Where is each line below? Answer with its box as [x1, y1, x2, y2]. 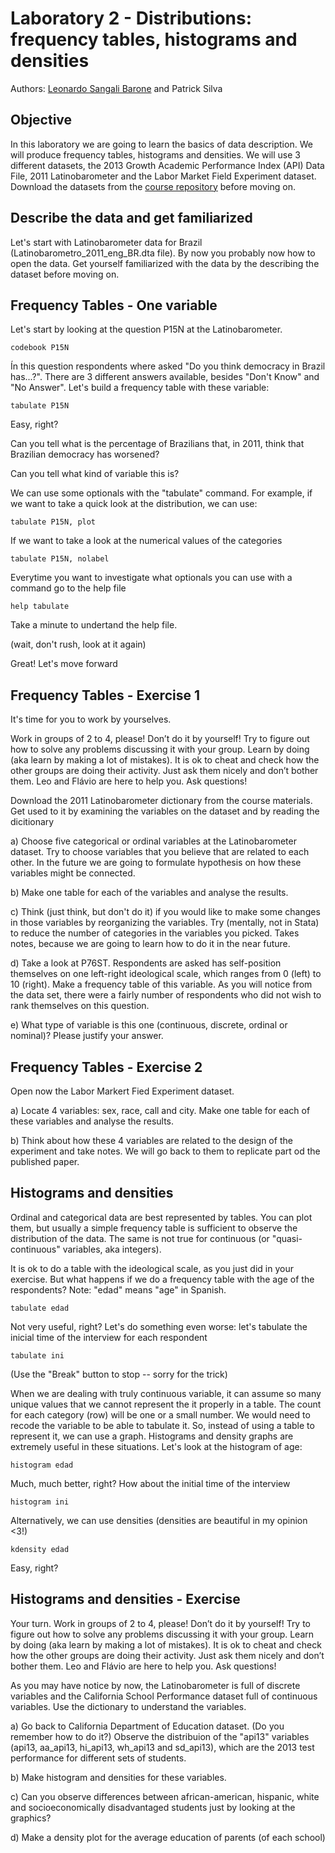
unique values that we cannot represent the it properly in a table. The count [10, 1398, 322, 1410]
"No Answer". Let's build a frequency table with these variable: [10, 382, 270, 394]
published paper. [10, 1156, 80, 1167]
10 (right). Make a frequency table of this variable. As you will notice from [10, 978, 313, 991]
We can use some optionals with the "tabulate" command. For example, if [10, 487, 313, 499]
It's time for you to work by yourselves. [10, 713, 172, 726]
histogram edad [10, 1460, 74, 1470]
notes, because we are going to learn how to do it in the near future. [10, 938, 291, 950]
